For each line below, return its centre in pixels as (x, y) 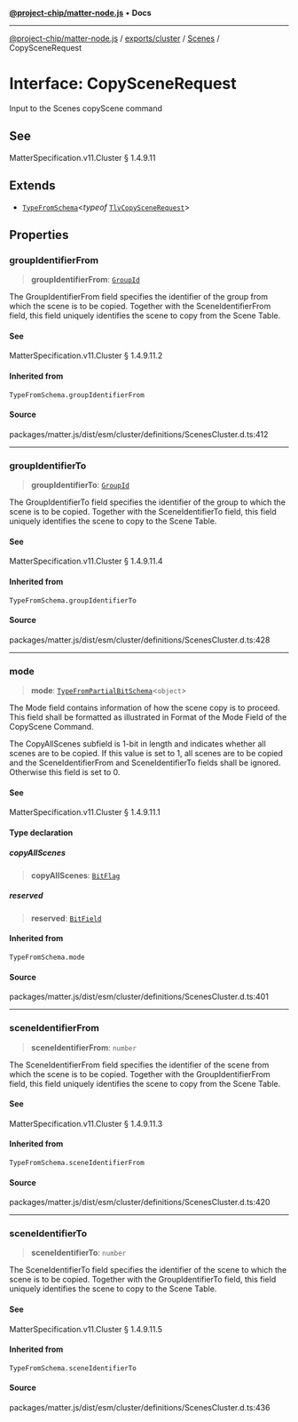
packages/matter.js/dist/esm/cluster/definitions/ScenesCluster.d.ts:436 (140, 1408)
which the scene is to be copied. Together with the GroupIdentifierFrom (140, 1074)
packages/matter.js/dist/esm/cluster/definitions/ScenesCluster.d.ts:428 (140, 640)
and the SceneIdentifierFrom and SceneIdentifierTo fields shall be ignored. (145, 763)
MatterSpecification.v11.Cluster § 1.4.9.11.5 (86, 1329)
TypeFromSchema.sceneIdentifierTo (73, 1368)
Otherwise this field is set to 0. (65, 772)
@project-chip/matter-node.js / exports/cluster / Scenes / (114, 38)
